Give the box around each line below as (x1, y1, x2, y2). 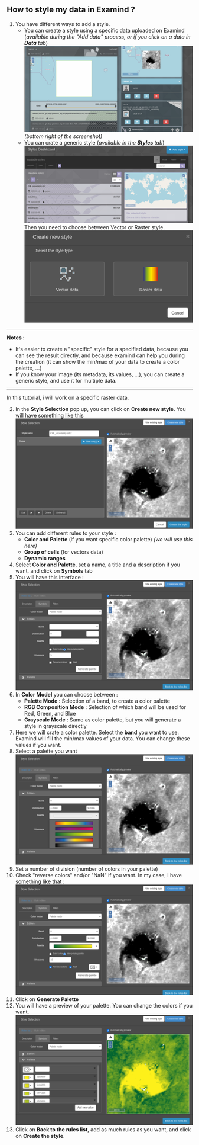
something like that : (15, 878, 65, 885)
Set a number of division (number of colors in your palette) (15, 865, 158, 873)
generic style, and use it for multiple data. (15, 377, 117, 384)
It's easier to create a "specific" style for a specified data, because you (15, 345, 188, 352)
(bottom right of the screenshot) (24, 133, 103, 140)
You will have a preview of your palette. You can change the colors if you (15, 1002, 193, 1009)
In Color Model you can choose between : (15, 691, 118, 698)
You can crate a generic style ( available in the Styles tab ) (24, 139, 165, 146)
